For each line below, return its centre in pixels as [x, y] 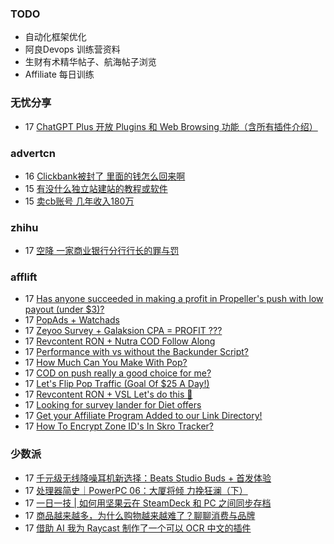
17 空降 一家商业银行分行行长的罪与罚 [102, 251]
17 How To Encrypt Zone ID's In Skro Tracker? [119, 426]
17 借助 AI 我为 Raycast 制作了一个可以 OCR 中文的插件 [138, 528]
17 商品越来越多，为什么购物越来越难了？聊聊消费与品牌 [140, 515]
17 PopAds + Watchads [72, 320]
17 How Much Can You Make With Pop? [106, 363]
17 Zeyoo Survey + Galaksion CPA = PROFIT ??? [123, 331]
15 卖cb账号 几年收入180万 [79, 201]
